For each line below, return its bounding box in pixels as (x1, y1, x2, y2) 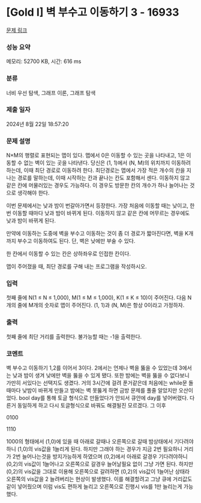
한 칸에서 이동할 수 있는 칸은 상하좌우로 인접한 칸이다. (6, 250, 131, 257)
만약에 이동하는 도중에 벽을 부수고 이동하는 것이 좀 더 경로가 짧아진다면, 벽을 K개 (6, 230, 194, 237)
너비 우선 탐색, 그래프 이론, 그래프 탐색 (6, 89, 96, 96)
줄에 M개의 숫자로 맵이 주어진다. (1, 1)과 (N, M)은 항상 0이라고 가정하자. (17, 302, 185, 309)
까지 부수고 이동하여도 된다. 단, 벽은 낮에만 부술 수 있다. (6, 237, 136, 245)
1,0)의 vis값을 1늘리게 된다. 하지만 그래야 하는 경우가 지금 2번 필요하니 (19, 445, 183, 453)
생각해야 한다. (17, 189, 50, 197)
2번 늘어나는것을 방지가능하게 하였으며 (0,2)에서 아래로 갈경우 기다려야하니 (12, 453, 188, 460)
